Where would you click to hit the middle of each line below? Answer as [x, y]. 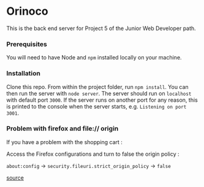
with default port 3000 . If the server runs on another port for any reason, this [102, 100]
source [15, 177]
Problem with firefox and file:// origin [62, 129]
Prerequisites [27, 44]
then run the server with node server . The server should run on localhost [99, 93]
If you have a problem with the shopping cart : [64, 142]
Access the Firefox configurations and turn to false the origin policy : [93, 154]
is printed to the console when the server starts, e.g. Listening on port [96, 106]
